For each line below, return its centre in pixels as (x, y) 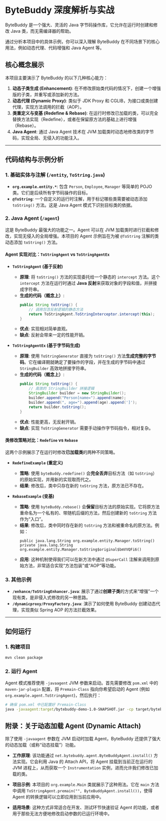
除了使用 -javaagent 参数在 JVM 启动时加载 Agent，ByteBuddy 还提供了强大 (83, 739)
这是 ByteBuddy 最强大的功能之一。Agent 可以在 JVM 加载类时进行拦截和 (80, 230)
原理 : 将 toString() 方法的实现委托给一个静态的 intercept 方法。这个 (90, 277)
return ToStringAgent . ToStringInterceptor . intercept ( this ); (92, 314)
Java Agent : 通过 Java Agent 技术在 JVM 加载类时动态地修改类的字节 (83, 131)
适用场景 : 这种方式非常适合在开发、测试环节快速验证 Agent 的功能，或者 (86, 808)
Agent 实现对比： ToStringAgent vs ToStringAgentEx (57, 254)
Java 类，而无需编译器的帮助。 (42, 31)
